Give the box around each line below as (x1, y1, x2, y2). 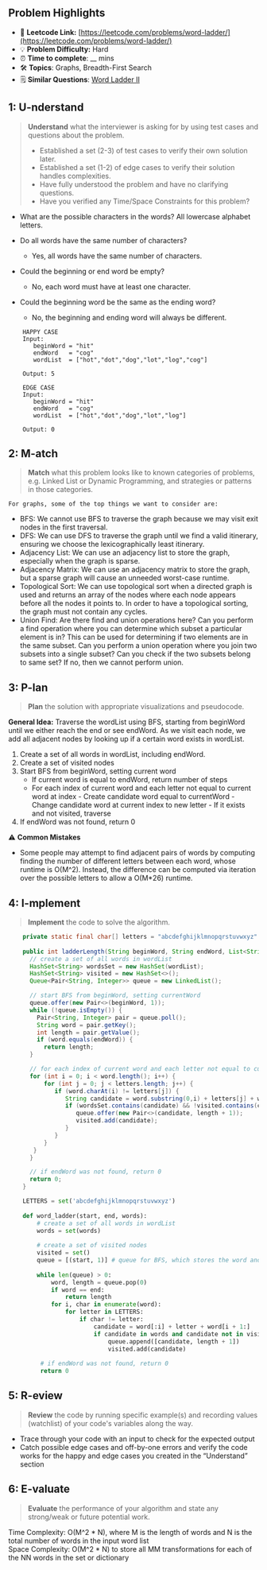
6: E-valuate (8, 1483, 70, 1496)
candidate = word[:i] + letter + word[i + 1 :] (93, 1323, 250, 1331)
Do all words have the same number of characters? (19, 235, 188, 245)
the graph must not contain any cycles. (19, 607, 148, 617)
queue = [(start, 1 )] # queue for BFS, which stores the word (37, 1256, 247, 1265)
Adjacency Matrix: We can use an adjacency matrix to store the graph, (19, 564, 250, 575)
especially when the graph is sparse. (19, 556, 141, 566)
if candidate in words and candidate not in (93, 1330, 244, 1338)
